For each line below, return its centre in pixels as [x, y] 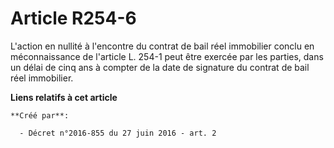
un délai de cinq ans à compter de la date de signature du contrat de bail [160, 67]
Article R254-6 [73, 18]
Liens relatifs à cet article [64, 97]
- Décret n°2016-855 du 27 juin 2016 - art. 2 [118, 133]
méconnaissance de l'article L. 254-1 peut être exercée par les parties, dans [167, 56]
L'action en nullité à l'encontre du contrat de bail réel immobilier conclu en [162, 46]
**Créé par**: [40, 115]
